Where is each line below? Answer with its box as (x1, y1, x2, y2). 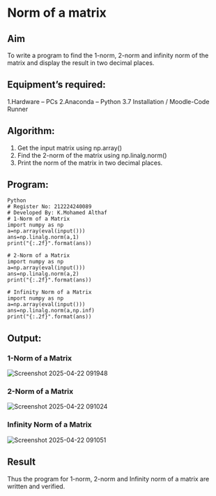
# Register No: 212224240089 (7, 203, 92, 210)
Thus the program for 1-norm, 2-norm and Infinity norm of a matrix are (7, 474, 210, 483)
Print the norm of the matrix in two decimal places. (17, 159, 163, 167)
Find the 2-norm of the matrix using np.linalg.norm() (17, 151, 167, 159)
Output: (7, 332, 42, 344)
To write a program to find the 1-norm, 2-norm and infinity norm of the (7, 51, 209, 59)
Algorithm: (7, 125, 55, 137)
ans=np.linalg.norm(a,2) (7, 270, 79, 277)
